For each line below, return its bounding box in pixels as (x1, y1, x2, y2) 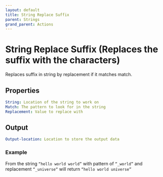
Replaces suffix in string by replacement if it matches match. (5, 71, 132, 78)
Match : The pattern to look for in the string (5, 104, 106, 110)
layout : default (5, 7, 40, 13)
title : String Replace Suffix (5, 12, 70, 17)
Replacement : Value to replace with (5, 109, 83, 114)
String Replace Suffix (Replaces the (5, 44, 158, 55)
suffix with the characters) (5, 55, 120, 66)
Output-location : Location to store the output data (5, 137, 120, 142)
